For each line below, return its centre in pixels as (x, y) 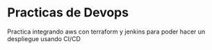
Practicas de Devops (68, 13)
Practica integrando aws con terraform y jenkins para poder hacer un (106, 32)
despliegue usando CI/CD (44, 38)
